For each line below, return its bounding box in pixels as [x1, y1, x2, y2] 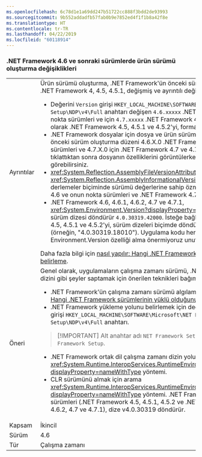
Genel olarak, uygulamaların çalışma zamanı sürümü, [40, 266, 189, 275]
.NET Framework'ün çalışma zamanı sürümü [50, 288, 175, 296]
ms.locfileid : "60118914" [6, 37, 71, 43]
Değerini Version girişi [50, 100, 113, 109]
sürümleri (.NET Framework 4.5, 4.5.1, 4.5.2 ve [50, 398, 185, 406]
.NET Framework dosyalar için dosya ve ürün [50, 130, 177, 139]
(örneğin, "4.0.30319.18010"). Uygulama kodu [50, 228, 185, 237]
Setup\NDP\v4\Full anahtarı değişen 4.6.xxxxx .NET [50, 108, 197, 116]
